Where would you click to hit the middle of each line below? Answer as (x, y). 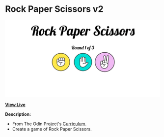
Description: (18, 114)
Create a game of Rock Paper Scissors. (52, 129)
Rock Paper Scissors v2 (55, 9)
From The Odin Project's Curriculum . (49, 124)
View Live (15, 105)
